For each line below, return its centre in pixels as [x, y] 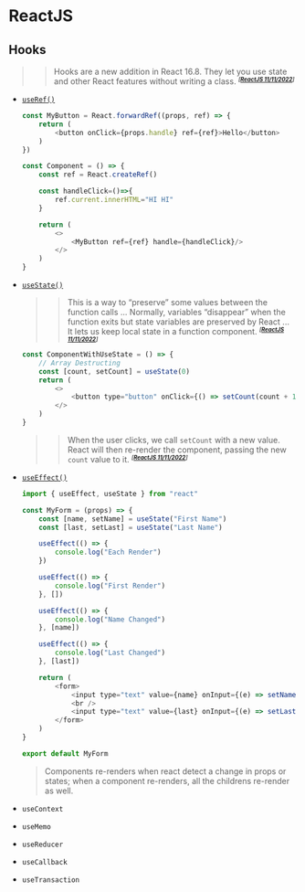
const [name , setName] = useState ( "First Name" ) [133, 519]
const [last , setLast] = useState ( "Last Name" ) [131, 527]
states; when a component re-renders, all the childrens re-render [167, 780]
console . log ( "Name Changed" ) [110, 619]
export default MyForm [65, 754]
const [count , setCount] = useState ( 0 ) [115, 371]
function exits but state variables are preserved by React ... [178, 322]
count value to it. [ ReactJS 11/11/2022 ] [127, 459]
